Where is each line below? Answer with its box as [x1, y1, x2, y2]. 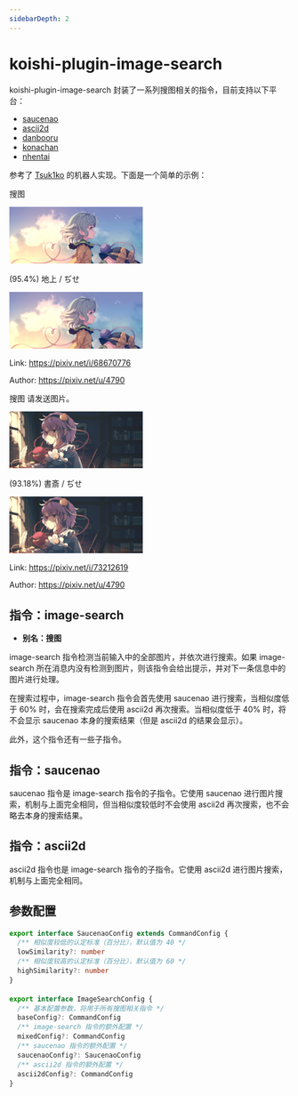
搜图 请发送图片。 [9, 392, 74, 404]
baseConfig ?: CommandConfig [17, 1013, 122, 1022]
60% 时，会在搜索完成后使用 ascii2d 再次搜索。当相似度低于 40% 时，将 [19, 704, 286, 715]
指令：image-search [9, 608, 125, 623]
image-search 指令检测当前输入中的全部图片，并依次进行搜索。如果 [9, 652, 258, 663]
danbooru [21, 132, 59, 142]
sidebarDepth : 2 [9, 14, 69, 23]
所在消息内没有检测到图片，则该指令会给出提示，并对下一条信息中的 [36, 663, 286, 673]
